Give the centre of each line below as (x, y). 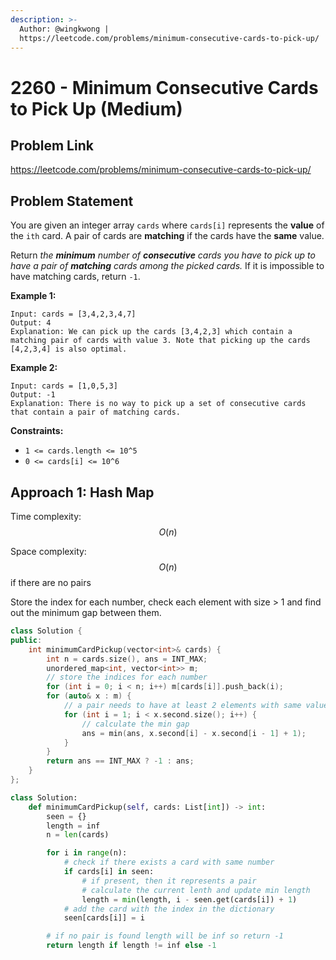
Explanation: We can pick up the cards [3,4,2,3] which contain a (151, 332)
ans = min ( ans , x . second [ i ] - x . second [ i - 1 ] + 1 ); (194, 733)
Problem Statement (72, 201)
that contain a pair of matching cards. (96, 412)
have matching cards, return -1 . (75, 277)
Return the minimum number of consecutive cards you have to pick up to (163, 255)
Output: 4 (31, 323)
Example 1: (33, 296)
